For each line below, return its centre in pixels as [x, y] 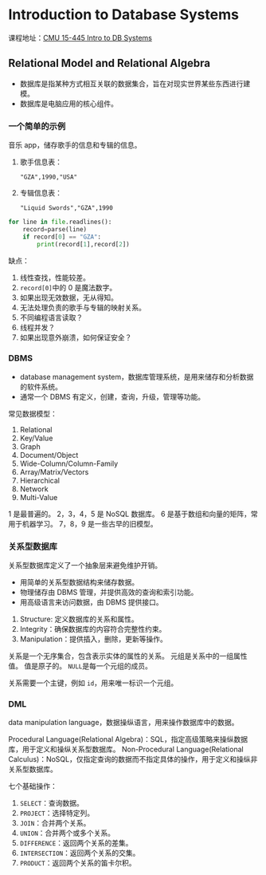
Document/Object [49, 455]
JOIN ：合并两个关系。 [55, 823]
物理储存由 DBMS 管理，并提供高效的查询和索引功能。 [109, 593]
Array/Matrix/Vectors [54, 471]
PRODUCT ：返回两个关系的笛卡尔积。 [78, 863]
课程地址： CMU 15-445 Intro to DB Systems [80, 37]
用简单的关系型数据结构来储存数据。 [79, 582]
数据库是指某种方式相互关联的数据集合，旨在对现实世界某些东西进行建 [135, 83]
